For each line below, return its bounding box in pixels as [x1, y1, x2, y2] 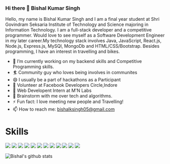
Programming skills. [12, 63, 54, 70]
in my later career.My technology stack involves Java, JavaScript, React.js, [5, 38, 161, 44]
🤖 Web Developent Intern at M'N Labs [12, 87, 92, 93]
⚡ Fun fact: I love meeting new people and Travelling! [12, 99, 124, 105]
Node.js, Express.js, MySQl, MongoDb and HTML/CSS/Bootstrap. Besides [5, 43, 160, 49]
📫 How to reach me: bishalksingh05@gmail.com [12, 106, 115, 112]
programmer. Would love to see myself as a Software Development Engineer [5, 32, 165, 39]
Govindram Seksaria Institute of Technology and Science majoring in [5, 21, 149, 27]
